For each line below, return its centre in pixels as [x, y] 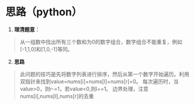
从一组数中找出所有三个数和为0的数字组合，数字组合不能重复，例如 [101, 42]
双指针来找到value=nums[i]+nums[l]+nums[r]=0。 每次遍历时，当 [99, 81]
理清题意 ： [27, 29]
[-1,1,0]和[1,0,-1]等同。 [46, 49]
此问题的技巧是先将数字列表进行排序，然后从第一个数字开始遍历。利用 [105, 74]
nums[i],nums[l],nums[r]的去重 [57, 96]
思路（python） [44, 12]
